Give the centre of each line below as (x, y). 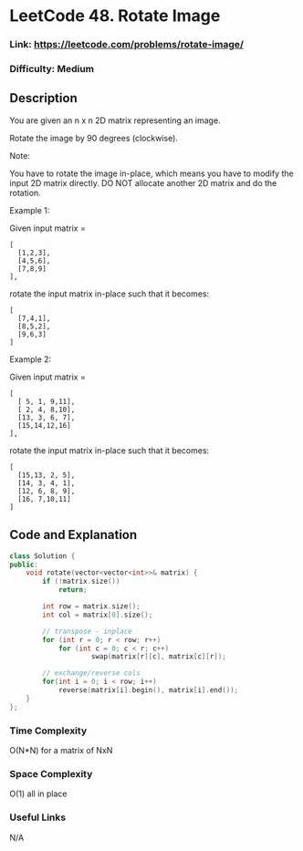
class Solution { (42, 556)
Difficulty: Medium (52, 69)
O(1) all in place (38, 794)
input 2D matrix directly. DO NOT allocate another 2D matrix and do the (143, 182)
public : (24, 565)
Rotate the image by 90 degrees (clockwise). (94, 138)
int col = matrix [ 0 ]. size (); (98, 615)
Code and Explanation (73, 535)
